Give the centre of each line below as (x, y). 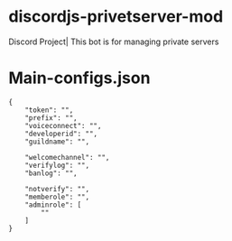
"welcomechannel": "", (67, 157)
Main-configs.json (79, 78)
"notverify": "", (57, 189)
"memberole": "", (57, 197)
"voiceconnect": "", (63, 125)
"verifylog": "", (57, 165)
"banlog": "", (51, 173)
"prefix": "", (51, 118)
